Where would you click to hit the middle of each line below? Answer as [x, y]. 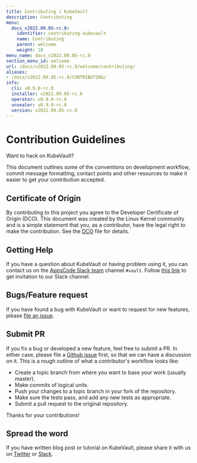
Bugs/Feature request [47, 295]
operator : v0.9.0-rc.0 [39, 99]
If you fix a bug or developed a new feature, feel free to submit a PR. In [92, 348]
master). [25, 379]
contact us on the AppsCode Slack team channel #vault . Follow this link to [96, 270]
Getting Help [30, 250]
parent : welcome [37, 45]
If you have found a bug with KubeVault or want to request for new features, [98, 309]
